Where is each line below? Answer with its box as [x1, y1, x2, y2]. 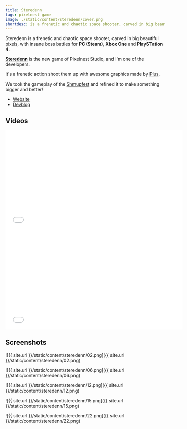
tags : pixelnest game [5, 12, 51, 17]
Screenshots [5, 338, 47, 347]
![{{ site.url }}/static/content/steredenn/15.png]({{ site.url [5, 397, 123, 403]
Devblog [12, 102, 30, 108]
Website [12, 96, 30, 102]
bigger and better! [5, 87, 43, 93]
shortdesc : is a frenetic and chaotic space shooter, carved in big [5, 21, 153, 27]
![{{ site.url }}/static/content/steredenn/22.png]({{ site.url [5, 412, 125, 418]
